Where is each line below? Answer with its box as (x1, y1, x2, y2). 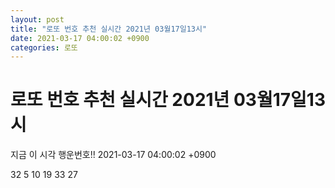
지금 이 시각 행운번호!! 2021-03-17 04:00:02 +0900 (10, 149, 217, 161)
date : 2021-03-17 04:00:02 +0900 (10, 33, 150, 43)
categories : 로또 (10, 42, 78, 53)
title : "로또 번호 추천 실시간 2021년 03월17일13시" (10, 24, 208, 34)
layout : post (10, 14, 65, 25)
